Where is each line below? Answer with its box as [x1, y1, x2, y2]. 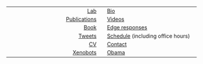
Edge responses [106, 24, 147, 31]
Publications [66, 16, 97, 23]
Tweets [78, 32, 97, 39]
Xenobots [72, 49, 97, 56]
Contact [106, 40, 127, 48]
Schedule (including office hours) [106, 32, 190, 39]
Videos [106, 16, 125, 23]
